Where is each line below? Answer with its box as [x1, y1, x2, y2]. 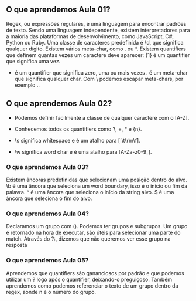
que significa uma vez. [6, 58, 61, 65]
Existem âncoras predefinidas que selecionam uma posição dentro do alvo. [6, 176, 187, 183]
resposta [6, 242, 27, 249]
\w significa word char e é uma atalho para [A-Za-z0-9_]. [14, 148, 152, 155]
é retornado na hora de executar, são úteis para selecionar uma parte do [6, 229, 181, 236]
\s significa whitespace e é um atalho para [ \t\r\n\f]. [14, 137, 140, 144]
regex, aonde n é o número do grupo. [6, 288, 97, 295]
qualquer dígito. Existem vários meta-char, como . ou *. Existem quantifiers [6, 45, 186, 52]
